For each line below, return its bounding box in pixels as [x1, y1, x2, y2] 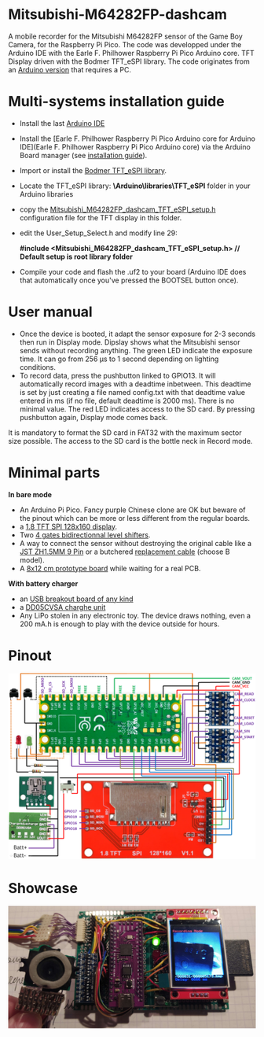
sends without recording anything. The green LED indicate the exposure [19, 345, 253, 355]
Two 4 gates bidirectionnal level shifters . [19, 530, 151, 540]
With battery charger [8, 578, 79, 588]
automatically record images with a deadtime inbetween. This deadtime [19, 379, 251, 389]
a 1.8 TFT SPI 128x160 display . [19, 522, 118, 531]
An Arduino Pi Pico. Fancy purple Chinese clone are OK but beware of [19, 505, 246, 515]
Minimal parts [8, 464, 101, 482]
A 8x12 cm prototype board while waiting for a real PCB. [19, 563, 201, 573]
